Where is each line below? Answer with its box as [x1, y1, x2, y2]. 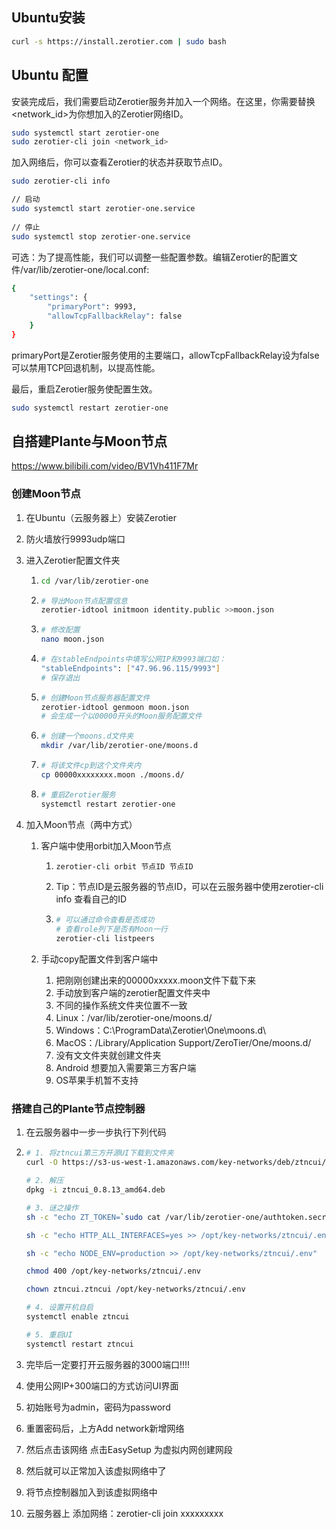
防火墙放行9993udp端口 [25, 533, 126, 545]
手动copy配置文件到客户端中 [40, 953, 159, 965]
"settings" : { [29, 293, 88, 303]
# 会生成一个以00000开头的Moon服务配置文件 [40, 711, 203, 722]
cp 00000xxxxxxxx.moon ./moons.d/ [40, 769, 185, 780]
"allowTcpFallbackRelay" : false [47, 311, 183, 322]
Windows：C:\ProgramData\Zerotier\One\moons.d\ [55, 1024, 267, 1037]
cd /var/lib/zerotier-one [40, 576, 149, 586]
